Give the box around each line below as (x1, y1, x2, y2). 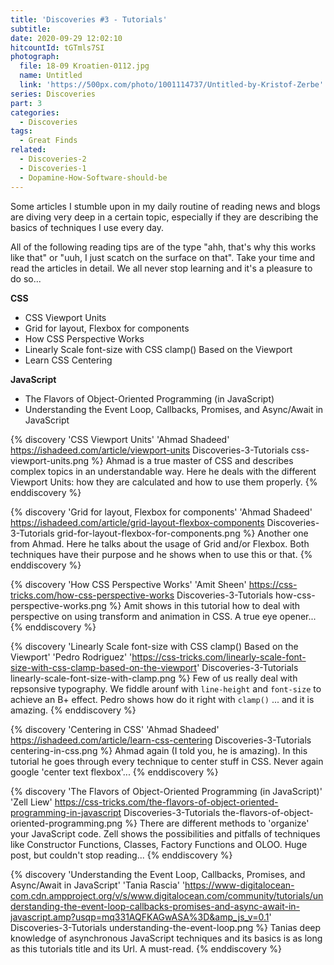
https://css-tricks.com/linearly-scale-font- (131, 651, 307, 663)
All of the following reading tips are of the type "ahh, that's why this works (10, 241, 317, 253)
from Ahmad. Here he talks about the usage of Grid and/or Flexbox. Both (10, 537, 310, 550)
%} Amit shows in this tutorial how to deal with (108, 599, 301, 611)
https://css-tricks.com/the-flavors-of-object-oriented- (54, 796, 279, 808)
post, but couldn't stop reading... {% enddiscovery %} (10, 849, 233, 861)
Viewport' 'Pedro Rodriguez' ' (10, 651, 133, 663)
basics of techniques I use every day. (10, 221, 164, 233)
